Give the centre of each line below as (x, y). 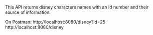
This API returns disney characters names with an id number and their (77, 7)
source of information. (28, 12)
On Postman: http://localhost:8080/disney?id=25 (55, 22)
